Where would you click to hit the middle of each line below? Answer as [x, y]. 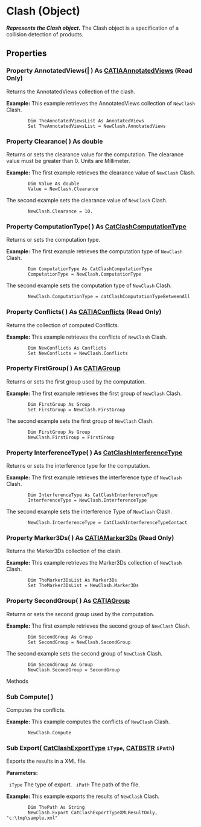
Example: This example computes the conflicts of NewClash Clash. [88, 722]
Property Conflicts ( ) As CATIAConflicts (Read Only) [84, 312]
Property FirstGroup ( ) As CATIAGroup [63, 368]
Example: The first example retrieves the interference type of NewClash [94, 477]
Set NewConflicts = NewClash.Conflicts [78, 353]
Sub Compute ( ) [30, 697]
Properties [27, 54]
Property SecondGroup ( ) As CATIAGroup [68, 601]
